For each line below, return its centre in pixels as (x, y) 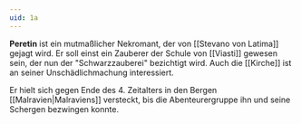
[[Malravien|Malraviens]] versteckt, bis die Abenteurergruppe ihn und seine (150, 100)
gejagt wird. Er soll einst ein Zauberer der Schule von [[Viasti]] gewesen (144, 53)
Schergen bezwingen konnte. (64, 109)
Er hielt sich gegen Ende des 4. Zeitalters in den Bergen (113, 90)
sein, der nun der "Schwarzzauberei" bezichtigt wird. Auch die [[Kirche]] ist (150, 62)
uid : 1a (24, 18)
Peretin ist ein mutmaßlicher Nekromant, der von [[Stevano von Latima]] (144, 43)
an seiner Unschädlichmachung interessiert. (92, 72)
